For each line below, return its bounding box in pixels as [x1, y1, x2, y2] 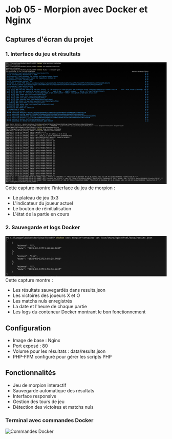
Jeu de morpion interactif [12, 382, 67, 388]
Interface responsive [12, 393, 57, 399]
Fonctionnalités [5, 368, 56, 377]
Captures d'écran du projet [5, 35, 93, 44]
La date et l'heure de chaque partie [12, 304, 87, 310]
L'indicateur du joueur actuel [12, 200, 73, 206]
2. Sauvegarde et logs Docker [5, 224, 80, 231]
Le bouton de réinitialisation [12, 206, 72, 212]
